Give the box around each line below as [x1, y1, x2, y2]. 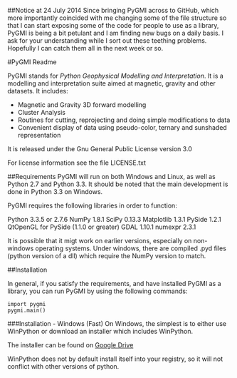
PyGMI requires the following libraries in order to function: [7, 201, 178, 210]
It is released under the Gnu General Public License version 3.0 [7, 145, 192, 153]
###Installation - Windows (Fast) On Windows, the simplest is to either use [7, 320, 227, 327]
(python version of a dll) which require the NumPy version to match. [7, 252, 206, 260]
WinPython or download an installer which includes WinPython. [7, 327, 194, 335]
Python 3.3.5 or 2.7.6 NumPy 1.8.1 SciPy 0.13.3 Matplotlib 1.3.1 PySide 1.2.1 [7, 215, 222, 223]
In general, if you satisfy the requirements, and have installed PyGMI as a [7, 280, 221, 287]
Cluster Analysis [17, 108, 66, 116]
